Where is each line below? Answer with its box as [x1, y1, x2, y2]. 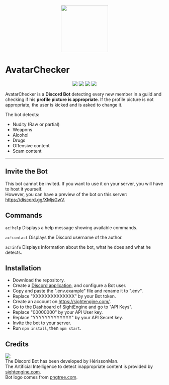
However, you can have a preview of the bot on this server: [5, 191, 127, 197]
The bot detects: [5, 111, 40, 118]
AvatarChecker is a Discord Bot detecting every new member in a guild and [5, 91, 162, 97]
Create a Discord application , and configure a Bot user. [12, 282, 127, 288]
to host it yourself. [5, 186, 43, 192]
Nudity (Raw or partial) [12, 121, 60, 127]
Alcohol [12, 132, 29, 138]
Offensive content [12, 142, 50, 148]
